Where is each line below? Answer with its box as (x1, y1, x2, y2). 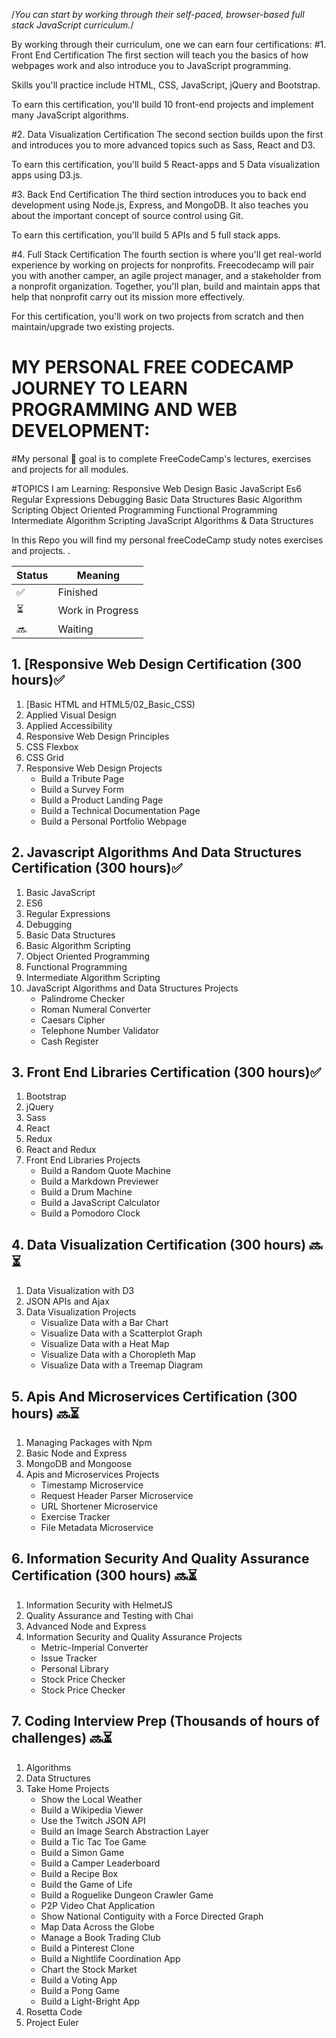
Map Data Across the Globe (40, 1920, 155, 1933)
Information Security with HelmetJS (25, 1599, 173, 1611)
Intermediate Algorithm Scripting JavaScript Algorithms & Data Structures (11, 514, 314, 526)
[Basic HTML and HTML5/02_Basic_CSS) (25, 698, 196, 710)
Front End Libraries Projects (25, 1154, 141, 1166)
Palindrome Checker (40, 992, 126, 1004)
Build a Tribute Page (40, 772, 125, 784)
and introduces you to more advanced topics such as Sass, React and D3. (11, 139, 316, 151)
